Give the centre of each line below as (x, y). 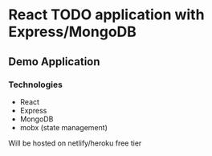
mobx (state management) (64, 127)
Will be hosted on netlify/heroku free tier (75, 143)
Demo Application (54, 62)
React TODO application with (106, 15)
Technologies (35, 84)
